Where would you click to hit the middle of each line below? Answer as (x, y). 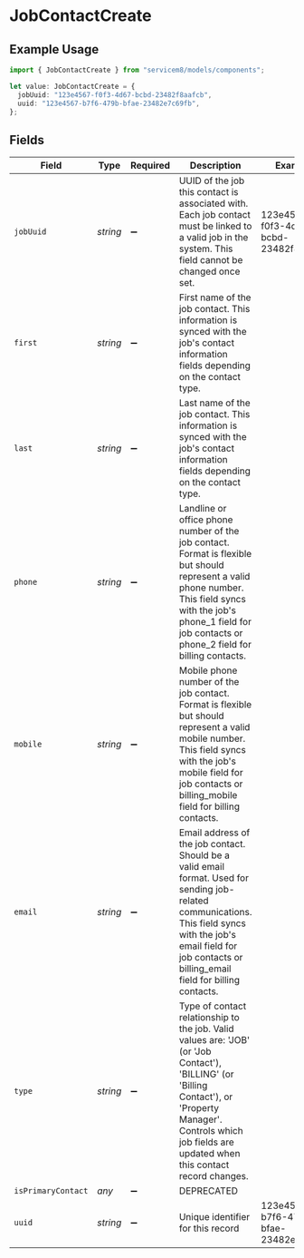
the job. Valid (206, 1029)
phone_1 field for (215, 622)
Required (150, 166)
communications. (215, 912)
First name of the (215, 297)
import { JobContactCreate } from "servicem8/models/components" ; (137, 70)
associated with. (214, 203)
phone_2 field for (215, 645)
